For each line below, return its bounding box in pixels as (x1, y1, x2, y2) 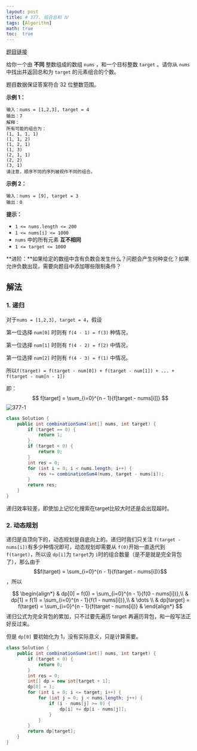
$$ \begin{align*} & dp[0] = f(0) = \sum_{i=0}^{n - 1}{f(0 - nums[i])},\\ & (11, 590, 189, 597)
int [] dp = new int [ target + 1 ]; (27, 678, 111, 685)
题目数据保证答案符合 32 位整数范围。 (6, 81, 100, 88)
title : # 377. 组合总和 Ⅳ (6, 14, 69, 20)
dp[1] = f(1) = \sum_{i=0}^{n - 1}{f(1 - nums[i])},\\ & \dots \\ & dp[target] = (11, 596, 190, 604)
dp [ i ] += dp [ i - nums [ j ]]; (59, 706, 127, 712)
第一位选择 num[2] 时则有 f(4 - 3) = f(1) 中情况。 (6, 354, 131, 361)
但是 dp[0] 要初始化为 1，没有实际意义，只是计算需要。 (6, 633, 141, 640)
